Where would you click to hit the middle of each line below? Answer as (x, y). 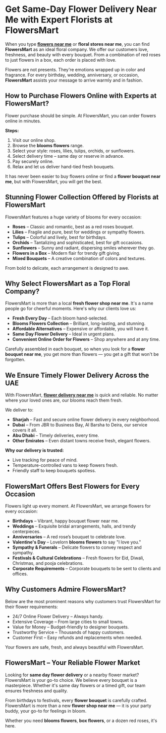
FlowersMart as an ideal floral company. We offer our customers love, (77, 49)
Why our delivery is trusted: (35, 450)
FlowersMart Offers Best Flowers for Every (72, 486)
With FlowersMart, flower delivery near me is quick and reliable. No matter (82, 395)
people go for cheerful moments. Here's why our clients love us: (71, 309)
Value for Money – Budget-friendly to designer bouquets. (71, 627)
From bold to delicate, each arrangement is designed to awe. (67, 268)
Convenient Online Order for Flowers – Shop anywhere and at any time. (86, 339)
